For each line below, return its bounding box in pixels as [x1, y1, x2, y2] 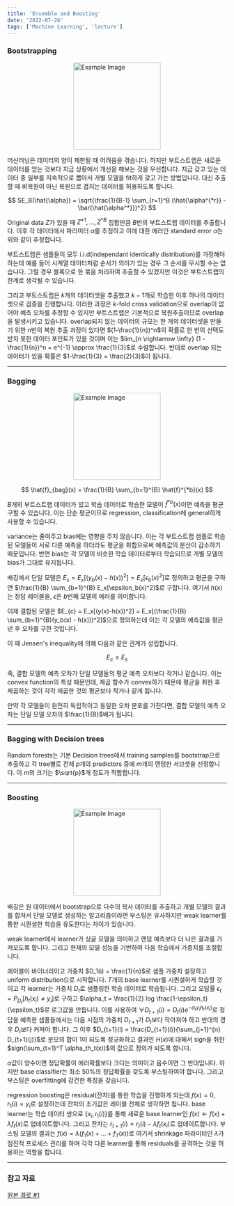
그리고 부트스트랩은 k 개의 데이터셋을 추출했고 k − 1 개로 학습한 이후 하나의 [7, 291, 206, 299]
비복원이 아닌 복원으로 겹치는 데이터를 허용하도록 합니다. [22, 182, 175, 190]
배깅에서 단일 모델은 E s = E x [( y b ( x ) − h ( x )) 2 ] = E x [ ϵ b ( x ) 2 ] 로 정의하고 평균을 [7, 572, 213, 584]
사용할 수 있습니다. [7, 517, 58, 526]
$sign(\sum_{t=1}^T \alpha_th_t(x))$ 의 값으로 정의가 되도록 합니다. [7, 1044, 192, 1052]
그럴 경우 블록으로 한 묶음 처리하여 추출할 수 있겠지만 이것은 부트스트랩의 [27, 267, 225, 276]
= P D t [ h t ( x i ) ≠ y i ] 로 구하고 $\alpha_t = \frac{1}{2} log [7, 994, 155, 1005]
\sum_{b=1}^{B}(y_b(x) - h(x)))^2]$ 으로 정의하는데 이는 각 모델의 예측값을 [7, 616, 211, 624]
